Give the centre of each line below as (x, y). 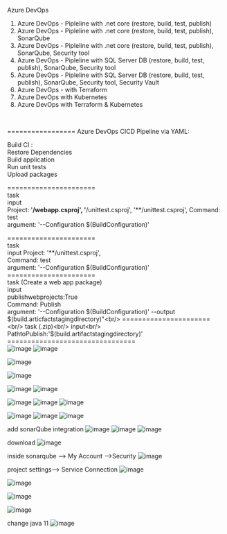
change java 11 (28, 523)
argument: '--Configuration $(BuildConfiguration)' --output (91, 312)
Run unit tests (27, 167)
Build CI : (20, 145)
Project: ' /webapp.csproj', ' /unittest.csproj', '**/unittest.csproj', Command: (114, 210)
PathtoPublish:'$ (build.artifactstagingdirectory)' (75, 334)
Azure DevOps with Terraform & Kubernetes (80, 104)
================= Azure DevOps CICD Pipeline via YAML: (98, 131)
